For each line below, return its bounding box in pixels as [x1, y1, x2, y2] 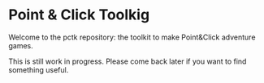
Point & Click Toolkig [8, 6, 150, 24]
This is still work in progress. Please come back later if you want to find [8, 56, 247, 66]
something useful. [8, 64, 69, 74]
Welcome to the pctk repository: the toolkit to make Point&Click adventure [8, 32, 256, 42]
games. [8, 40, 34, 50]
